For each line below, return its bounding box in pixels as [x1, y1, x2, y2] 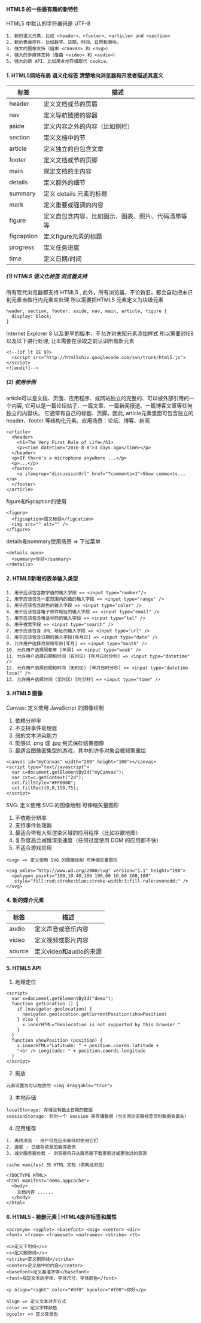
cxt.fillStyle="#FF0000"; [11, 780, 77, 786]
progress [9, 243, 35, 251]
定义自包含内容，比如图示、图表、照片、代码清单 [43, 212, 181, 221]
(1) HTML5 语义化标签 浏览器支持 [6, 273, 87, 279]
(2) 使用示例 [6, 378, 36, 385]
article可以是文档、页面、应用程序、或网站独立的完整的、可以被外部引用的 [6, 395, 190, 402]
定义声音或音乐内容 [34, 924, 89, 933]
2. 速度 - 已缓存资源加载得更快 [6, 1144, 76, 1150]
